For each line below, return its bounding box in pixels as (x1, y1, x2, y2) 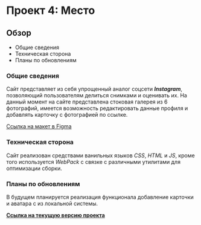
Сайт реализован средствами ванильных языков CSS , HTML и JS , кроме (6, 152, 195, 159)
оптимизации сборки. (6, 165, 62, 172)
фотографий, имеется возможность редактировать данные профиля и (6, 105, 188, 112)
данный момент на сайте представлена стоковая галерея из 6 (6, 98, 168, 106)
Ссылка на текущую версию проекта (6, 211, 106, 218)
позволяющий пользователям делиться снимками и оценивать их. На (6, 92, 187, 99)
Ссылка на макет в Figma (6, 123, 72, 130)
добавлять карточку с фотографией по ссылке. (6, 111, 128, 119)
